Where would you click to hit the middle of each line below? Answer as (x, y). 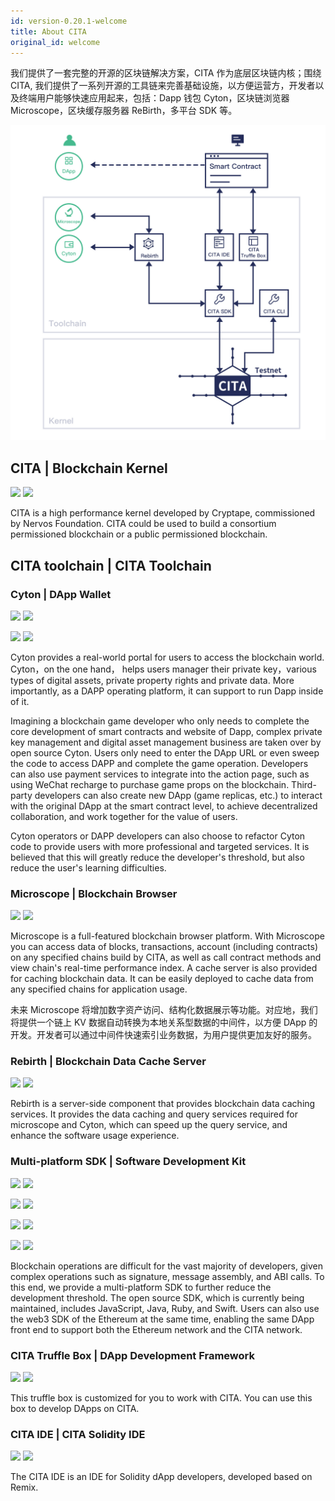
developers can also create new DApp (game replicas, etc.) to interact (178, 795)
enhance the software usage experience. (95, 1136)
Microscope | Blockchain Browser (94, 893)
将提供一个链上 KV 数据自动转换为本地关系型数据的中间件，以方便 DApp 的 (164, 1022)
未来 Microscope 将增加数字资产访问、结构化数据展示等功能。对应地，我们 (164, 1010)
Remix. (24, 1487)
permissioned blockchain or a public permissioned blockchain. (139, 534)
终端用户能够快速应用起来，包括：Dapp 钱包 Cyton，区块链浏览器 (154, 98)
